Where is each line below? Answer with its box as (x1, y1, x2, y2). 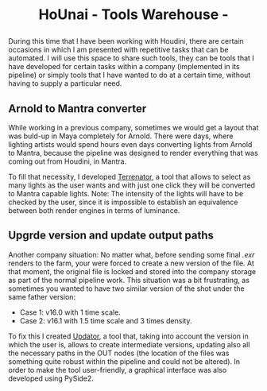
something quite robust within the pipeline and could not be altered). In (8, 356, 241, 366)
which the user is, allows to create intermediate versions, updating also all (8, 339, 250, 349)
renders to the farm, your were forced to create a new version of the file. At (8, 258, 254, 268)
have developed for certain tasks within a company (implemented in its (8, 62, 240, 72)
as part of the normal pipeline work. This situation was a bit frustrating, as (8, 275, 250, 285)
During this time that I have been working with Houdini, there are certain (8, 37, 244, 46)
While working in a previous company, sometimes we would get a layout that (8, 123, 259, 132)
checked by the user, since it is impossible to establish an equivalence (8, 197, 238, 207)
